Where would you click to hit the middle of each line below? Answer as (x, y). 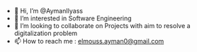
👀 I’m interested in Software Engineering (73, 18)
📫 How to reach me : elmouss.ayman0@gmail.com (89, 41)
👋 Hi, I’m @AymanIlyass (49, 11)
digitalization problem (46, 33)
